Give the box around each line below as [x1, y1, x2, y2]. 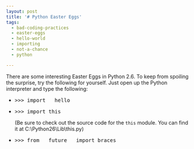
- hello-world [11, 36, 45, 41]
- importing [11, 41, 41, 47]
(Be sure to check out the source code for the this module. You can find [14, 119, 188, 126]
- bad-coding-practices [11, 24, 69, 31]
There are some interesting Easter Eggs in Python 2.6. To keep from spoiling [6, 73, 189, 80]
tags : [6, 19, 19, 25]
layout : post [6, 8, 38, 15]
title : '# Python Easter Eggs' [6, 14, 82, 20]
